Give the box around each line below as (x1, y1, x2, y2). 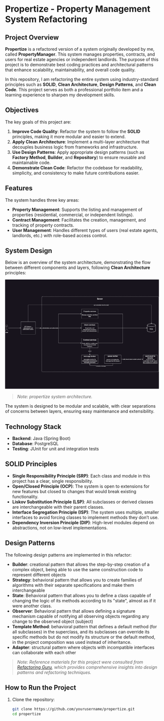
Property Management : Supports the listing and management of (12, 206, 143, 212)
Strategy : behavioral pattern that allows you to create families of (12, 577, 143, 583)
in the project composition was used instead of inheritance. (12, 639, 132, 645)
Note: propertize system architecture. (17, 394, 93, 400)
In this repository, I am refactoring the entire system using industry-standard (5, 77, 159, 82)
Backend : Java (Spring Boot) (12, 435, 71, 441)
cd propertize (12, 712, 41, 717)
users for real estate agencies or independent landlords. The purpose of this (5, 57, 159, 62)
